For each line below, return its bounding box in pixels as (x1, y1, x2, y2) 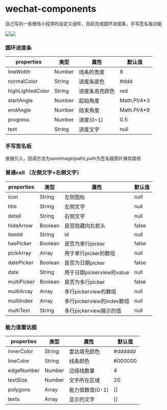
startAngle (8, 97, 33, 104)
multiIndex (8, 297, 33, 304)
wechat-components (5, 3, 97, 15)
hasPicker (8, 239, 32, 247)
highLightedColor (8, 87, 50, 94)
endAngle (8, 107, 32, 114)
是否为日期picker (64, 259, 105, 266)
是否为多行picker (64, 278, 105, 285)
